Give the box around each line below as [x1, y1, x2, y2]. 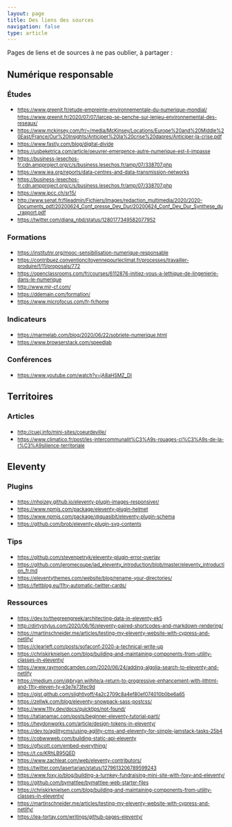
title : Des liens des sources [7, 17, 95, 24]
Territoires [7, 391, 54, 403]
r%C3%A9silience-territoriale [17, 442, 85, 449]
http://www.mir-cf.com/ [17, 284, 71, 291]
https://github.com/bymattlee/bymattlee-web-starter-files [17, 779, 149, 786]
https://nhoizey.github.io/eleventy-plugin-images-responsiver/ [17, 498, 159, 506]
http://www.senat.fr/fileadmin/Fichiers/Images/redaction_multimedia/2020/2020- [17, 197, 203, 204]
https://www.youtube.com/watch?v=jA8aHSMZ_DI [17, 372, 133, 378]
